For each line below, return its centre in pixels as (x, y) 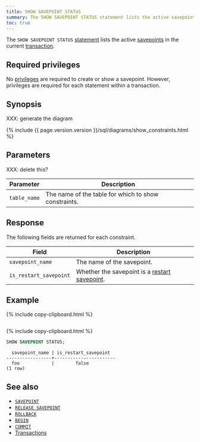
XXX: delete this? (27, 169)
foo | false (50, 363)
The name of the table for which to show (102, 194)
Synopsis (24, 104)
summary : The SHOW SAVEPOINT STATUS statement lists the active (87, 17)
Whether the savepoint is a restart (123, 272)
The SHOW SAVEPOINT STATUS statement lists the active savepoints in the (93, 40)
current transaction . (30, 46)
